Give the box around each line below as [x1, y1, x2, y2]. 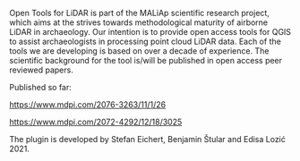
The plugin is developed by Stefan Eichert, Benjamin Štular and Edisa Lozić [9, 134, 287, 144]
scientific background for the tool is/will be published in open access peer [9, 55, 283, 65]
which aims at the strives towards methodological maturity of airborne [9, 17, 269, 28]
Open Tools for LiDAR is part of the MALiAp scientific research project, [9, 8, 270, 18]
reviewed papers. [9, 64, 73, 75]
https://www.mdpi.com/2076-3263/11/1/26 [9, 99, 167, 110]
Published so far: [9, 82, 72, 92]
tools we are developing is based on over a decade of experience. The [9, 46, 270, 56]
